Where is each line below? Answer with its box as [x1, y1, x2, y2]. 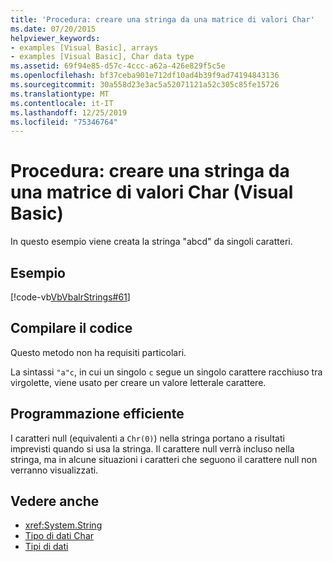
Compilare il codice [10, 320, 133, 337]
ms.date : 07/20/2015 [10, 24, 97, 34]
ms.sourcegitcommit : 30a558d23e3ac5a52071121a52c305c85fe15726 [10, 80, 280, 90]
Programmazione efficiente [10, 406, 185, 423]
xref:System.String [24, 519, 103, 531]
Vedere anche [10, 493, 100, 510]
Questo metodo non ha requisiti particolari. [10, 346, 187, 358]
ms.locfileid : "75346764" [10, 117, 118, 127]
